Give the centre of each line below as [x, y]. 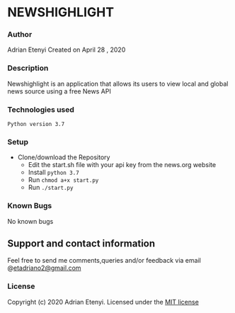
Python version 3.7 [36, 125]
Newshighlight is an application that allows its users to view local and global [118, 84]
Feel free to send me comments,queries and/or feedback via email [104, 261]
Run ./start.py [51, 188]
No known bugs [30, 221]
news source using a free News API [59, 91]
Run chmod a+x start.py [63, 180]
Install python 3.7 [53, 172]
